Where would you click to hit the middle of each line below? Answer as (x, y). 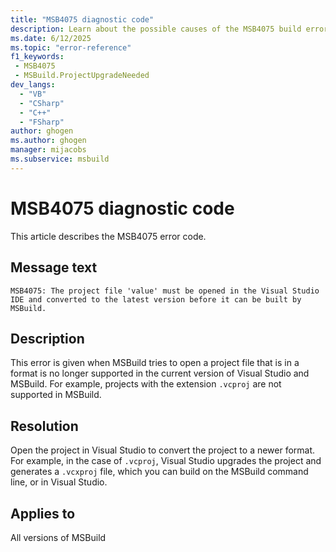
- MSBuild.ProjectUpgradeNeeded (82, 76)
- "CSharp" (42, 103)
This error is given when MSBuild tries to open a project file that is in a (155, 363)
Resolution (44, 426)
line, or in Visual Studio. (59, 482)
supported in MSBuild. (56, 395)
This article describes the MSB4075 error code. (108, 236)
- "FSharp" (42, 122)
